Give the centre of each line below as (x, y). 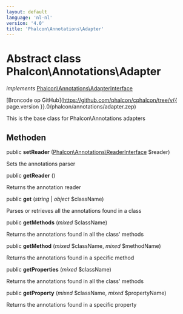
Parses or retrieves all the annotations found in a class (74, 211)
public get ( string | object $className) (55, 199)
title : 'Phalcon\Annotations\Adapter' (55, 29)
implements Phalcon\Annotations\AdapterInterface (70, 89)
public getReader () (31, 175)
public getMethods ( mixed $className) (57, 222)
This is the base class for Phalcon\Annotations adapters (76, 118)
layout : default (27, 12)
